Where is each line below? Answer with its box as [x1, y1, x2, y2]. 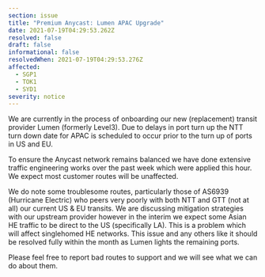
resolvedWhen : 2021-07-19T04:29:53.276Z [8, 56, 144, 64]
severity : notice [8, 93, 66, 101]
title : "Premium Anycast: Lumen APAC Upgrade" [8, 19, 165, 27]
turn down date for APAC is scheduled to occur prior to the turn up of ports [8, 131, 253, 141]
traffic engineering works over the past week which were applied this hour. [8, 163, 252, 173]
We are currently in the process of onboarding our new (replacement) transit [8, 114, 258, 123]
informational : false [8, 48, 80, 56]
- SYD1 [15, 85, 37, 93]
